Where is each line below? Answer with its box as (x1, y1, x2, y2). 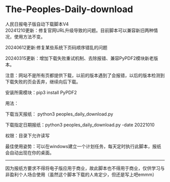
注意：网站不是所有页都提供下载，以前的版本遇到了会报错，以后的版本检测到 (5, 72, 165, 78)
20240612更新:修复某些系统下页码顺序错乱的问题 (5, 44, 108, 50)
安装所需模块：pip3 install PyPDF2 (5, 89, 77, 95)
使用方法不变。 (14, 33, 46, 40)
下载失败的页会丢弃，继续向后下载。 (5, 79, 81, 85)
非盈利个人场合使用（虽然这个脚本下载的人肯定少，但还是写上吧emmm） (5, 171, 157, 177)
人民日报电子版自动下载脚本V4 (5, 21, 69, 27)
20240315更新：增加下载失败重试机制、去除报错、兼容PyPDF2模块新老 (5, 55, 154, 61)
